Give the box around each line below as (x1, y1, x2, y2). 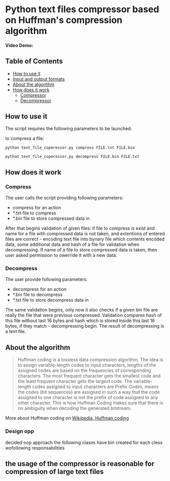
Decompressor (20, 98, 52, 104)
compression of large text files (5, 467, 104, 476)
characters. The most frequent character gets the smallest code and (17, 373, 161, 379)
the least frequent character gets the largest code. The (17, 378, 133, 384)
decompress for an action (12, 286, 67, 293)
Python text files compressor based (5, 4, 159, 15)
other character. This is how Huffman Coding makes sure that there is (17, 400, 163, 406)
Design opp (5, 428, 35, 435)
